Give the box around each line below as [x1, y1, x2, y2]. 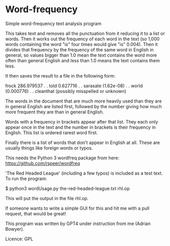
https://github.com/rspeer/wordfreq [5, 160, 80, 166]
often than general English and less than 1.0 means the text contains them [5, 57, 160, 63]
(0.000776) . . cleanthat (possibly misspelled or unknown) [5, 88, 126, 94]
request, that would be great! [5, 210, 66, 216]
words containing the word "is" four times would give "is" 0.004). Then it [5, 41, 158, 47]
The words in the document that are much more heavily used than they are [5, 98, 162, 104]
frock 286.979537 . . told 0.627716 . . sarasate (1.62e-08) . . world [5, 83, 143, 89]
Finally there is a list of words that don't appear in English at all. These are [5, 139, 160, 145]
